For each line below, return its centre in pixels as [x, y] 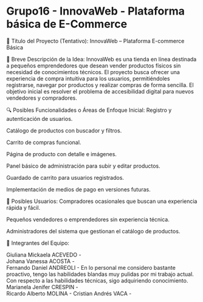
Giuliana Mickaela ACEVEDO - [44, 255]
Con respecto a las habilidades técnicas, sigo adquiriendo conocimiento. [97, 280]
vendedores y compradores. [42, 98]
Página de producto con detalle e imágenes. [62, 154]
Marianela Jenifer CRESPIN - [43, 287]
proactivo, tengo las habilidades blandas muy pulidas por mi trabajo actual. [100, 274]
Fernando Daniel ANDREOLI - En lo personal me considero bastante [91, 267]
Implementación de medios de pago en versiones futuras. [78, 189]
